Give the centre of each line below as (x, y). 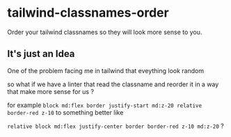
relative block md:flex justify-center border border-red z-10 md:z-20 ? (115, 126)
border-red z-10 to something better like (65, 112)
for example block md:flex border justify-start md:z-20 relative (105, 105)
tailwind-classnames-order (88, 13)
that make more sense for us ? (51, 91)
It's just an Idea (41, 54)
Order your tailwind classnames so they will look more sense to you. (105, 32)
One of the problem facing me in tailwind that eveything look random (105, 70)
